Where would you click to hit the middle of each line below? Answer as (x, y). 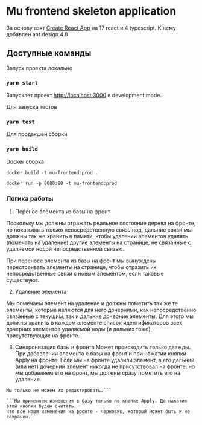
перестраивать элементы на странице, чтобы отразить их (81, 267)
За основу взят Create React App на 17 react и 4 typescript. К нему (91, 28)
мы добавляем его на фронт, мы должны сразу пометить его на (98, 372)
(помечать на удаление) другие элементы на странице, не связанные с (99, 242)
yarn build (22, 149)
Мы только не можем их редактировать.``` (59, 390)
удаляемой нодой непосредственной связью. (65, 248)
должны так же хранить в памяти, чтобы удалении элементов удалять (97, 236)
